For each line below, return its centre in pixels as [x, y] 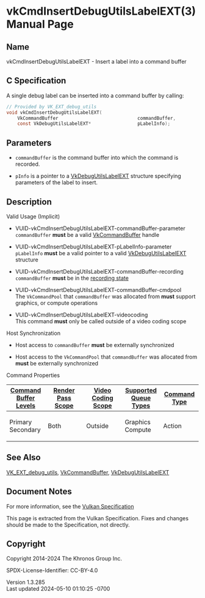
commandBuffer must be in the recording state [72, 278]
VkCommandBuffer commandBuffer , [96, 118]
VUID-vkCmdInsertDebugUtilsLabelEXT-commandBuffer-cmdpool [98, 290]
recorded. [27, 164]
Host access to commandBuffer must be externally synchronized [95, 345]
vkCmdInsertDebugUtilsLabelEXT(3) [101, 11]
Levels [26, 405]
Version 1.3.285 [26, 582]
